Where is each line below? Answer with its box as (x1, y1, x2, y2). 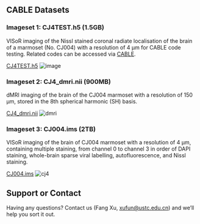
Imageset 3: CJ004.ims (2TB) (6, 125, 96, 133)
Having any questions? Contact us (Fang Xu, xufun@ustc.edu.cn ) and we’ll (6, 204, 195, 212)
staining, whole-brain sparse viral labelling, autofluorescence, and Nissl (6, 152, 186, 159)
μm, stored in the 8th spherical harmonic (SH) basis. (6, 97, 138, 105)
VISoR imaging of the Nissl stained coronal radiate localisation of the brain (6, 37, 193, 45)
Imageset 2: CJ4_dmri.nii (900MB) (6, 77, 111, 86)
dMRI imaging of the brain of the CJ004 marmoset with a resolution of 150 (6, 91, 193, 99)
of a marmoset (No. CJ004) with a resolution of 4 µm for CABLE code (6, 43, 181, 51)
